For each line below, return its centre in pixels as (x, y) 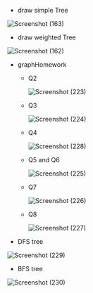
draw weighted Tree (46, 37)
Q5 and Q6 (44, 160)
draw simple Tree (43, 10)
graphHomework (42, 65)
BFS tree (30, 269)
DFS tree (30, 241)
